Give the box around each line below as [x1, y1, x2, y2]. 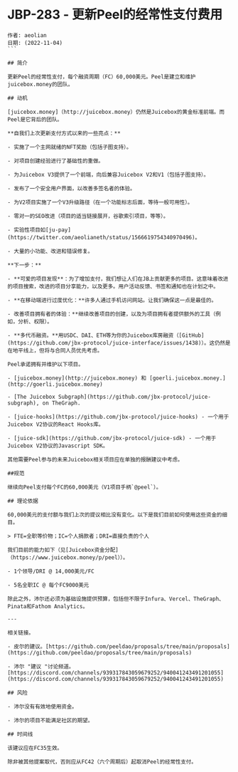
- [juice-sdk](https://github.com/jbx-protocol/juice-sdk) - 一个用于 [7, 434, 217, 442]
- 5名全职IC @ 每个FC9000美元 [7, 581, 90, 588]
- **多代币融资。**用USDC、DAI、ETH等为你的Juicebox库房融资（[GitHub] [7, 332, 205, 339]
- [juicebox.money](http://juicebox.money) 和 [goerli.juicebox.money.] [7, 375, 226, 382]
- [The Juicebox [7, 393, 55, 400]
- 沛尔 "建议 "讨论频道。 [7, 663, 75, 670]
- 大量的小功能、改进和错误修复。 [7, 247, 94, 255]
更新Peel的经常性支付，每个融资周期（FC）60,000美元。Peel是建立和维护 [7, 73, 196, 80]
